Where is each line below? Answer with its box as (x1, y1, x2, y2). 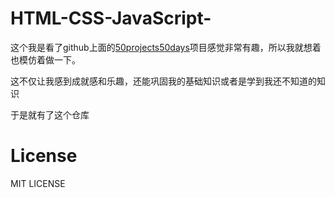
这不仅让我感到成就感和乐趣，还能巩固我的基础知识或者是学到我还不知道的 (10, 75, 317, 87)
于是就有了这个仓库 (10, 108, 90, 121)
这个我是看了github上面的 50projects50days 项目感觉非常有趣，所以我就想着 (10, 41, 322, 53)
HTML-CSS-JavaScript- (10, 7, 212, 30)
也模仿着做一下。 (10, 53, 81, 66)
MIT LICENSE (10, 177, 66, 189)
